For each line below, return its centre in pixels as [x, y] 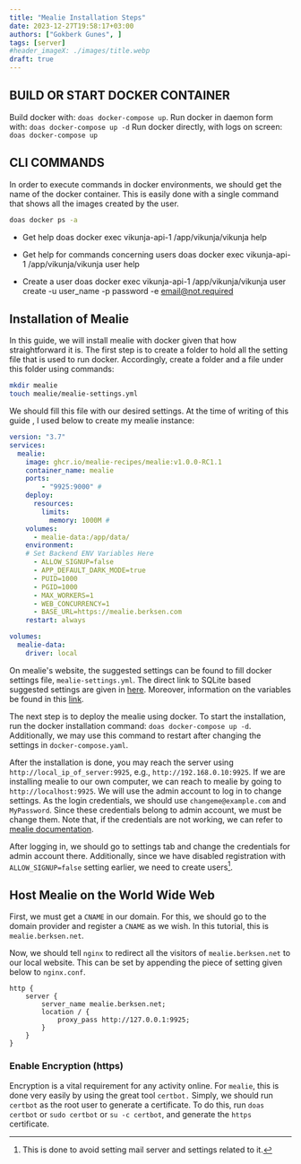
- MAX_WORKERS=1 [63, 595]
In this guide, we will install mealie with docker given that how [123, 341]
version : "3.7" [38, 437]
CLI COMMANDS [57, 163]
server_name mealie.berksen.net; [104, 1004]
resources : [53, 504]
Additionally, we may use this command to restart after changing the [135, 735]
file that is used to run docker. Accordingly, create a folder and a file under [146, 360]
